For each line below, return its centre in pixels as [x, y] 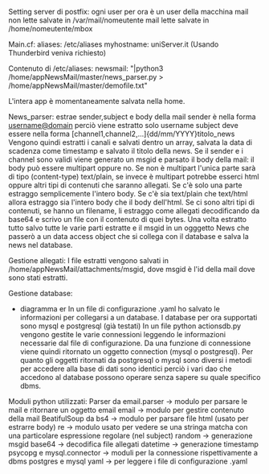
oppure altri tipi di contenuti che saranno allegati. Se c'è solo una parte [125, 185]
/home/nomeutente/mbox [51, 29]
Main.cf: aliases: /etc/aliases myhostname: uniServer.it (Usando [114, 44]
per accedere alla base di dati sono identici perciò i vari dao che [126, 369]
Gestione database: [41, 293]
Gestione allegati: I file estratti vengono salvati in [88, 260]
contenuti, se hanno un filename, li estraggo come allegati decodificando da [134, 211]
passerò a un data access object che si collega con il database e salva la [128, 236]
